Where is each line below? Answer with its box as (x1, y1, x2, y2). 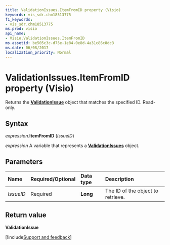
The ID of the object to (105, 187, 158, 194)
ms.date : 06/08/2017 (5, 45, 49, 50)
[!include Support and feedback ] (5, 234, 72, 240)
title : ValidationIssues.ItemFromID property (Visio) (5, 7, 121, 13)
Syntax (5, 119, 28, 128)
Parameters (5, 157, 43, 166)
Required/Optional (30, 176, 76, 183)
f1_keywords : (5, 17, 33, 22)
